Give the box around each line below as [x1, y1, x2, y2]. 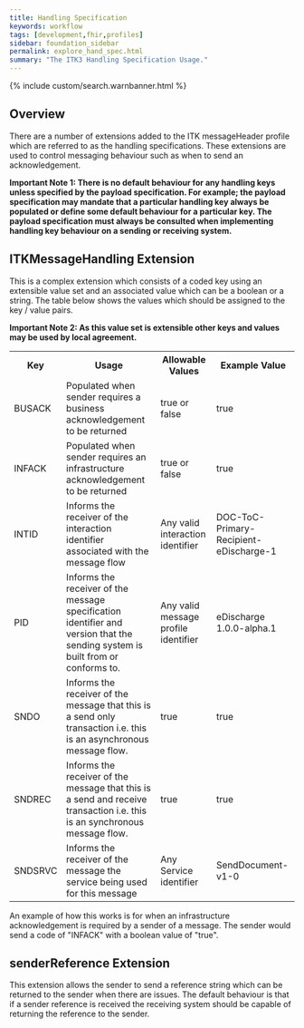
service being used [66, 876, 147, 888]
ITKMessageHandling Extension [9, 251, 195, 267]
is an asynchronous [66, 732, 149, 745]
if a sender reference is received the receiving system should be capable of [9, 999, 291, 1010]
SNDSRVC [14, 864, 58, 877]
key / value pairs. [9, 305, 74, 315]
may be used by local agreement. [9, 332, 138, 343]
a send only [66, 710, 116, 723]
